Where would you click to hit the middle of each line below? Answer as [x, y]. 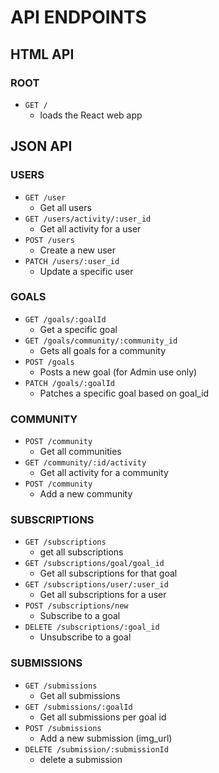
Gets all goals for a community [103, 350]
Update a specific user [86, 271]
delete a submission [81, 759]
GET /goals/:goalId [65, 319]
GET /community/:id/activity [85, 463]
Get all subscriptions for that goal [108, 573]
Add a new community [86, 494]
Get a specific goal [78, 329]
